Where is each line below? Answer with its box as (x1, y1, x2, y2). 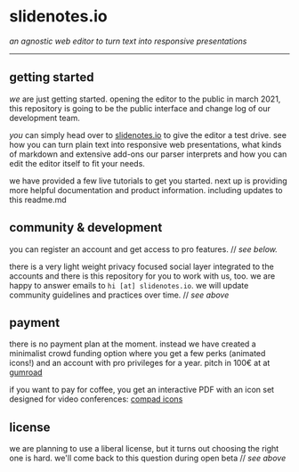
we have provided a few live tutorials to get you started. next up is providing (9, 175, 287, 186)
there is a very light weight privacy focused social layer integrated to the (9, 261, 274, 272)
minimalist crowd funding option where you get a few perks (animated (9, 348, 266, 359)
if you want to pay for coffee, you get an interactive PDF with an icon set (9, 385, 274, 395)
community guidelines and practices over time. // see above (9, 289, 230, 300)
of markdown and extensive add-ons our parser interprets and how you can (9, 149, 287, 159)
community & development (9, 220, 163, 235)
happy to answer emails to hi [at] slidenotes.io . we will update (9, 280, 249, 290)
